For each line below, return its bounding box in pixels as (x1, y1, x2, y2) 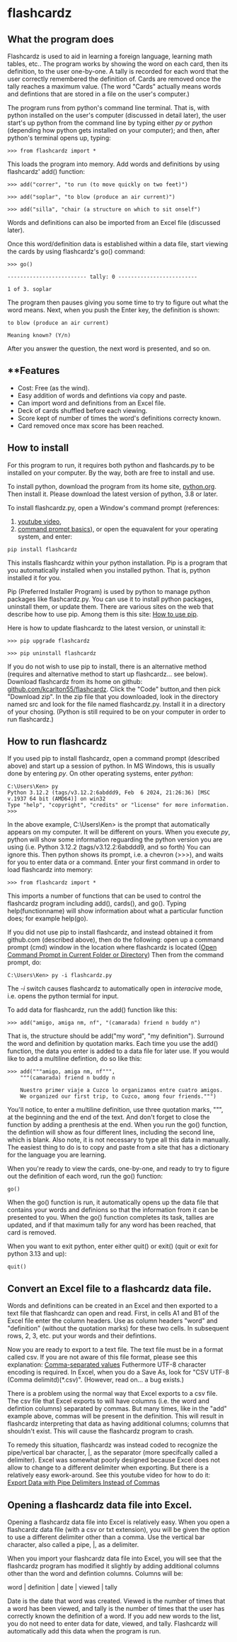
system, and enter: (17, 532, 73, 541)
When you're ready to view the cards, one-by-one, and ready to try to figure (7, 1164, 230, 1173)
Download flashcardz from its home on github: (7, 677, 143, 685)
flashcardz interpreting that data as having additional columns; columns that (7, 1419, 229, 1428)
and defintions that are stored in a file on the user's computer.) (7, 90, 190, 98)
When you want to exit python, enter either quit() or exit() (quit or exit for (7, 1242, 219, 1250)
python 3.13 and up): (7, 1250, 67, 1258)
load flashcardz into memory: (7, 866, 93, 874)
